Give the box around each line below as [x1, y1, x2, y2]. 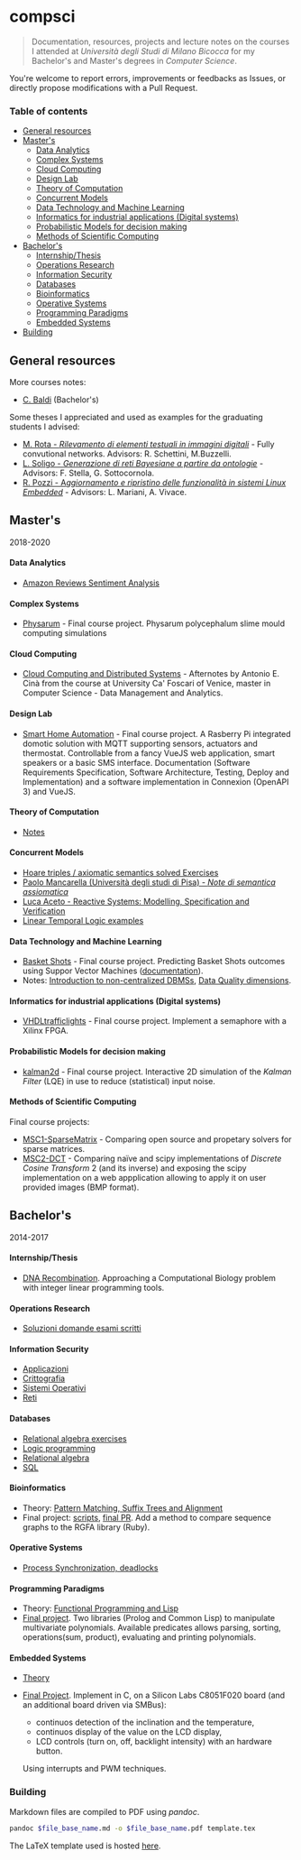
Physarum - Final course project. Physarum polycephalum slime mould [22, 618, 286, 629]
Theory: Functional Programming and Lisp [22, 1603, 178, 1614]
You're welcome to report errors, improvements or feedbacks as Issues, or [9, 72, 287, 83]
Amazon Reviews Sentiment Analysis [22, 577, 160, 588]
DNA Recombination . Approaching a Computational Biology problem [22, 1272, 277, 1283]
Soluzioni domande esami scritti [22, 1323, 141, 1334]
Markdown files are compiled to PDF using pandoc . [9, 1806, 200, 1817]
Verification [22, 906, 66, 916]
